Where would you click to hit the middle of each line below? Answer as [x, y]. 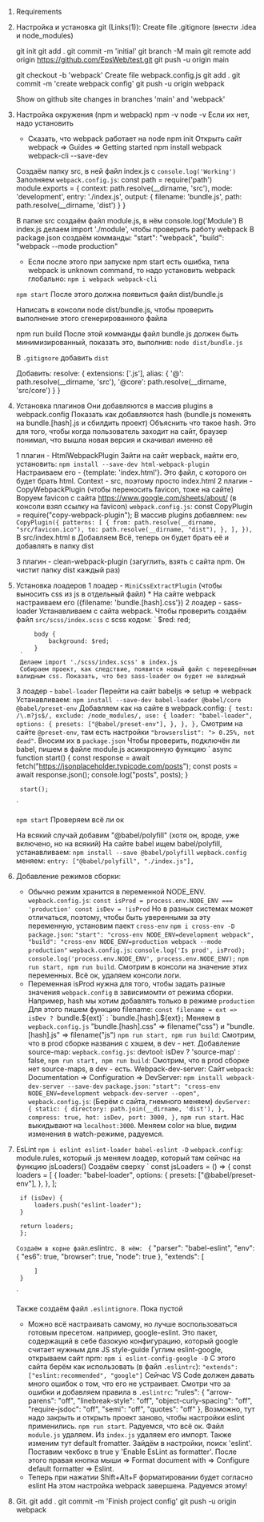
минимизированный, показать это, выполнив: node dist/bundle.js [129, 342]
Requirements [39, 12]
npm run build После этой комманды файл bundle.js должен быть [127, 334]
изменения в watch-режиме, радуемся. [96, 1134]
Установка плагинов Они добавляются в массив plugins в [114, 406]
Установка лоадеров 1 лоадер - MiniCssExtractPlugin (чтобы [119, 585]
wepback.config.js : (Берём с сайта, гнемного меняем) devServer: [139, 1101]
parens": [42, 1401]
